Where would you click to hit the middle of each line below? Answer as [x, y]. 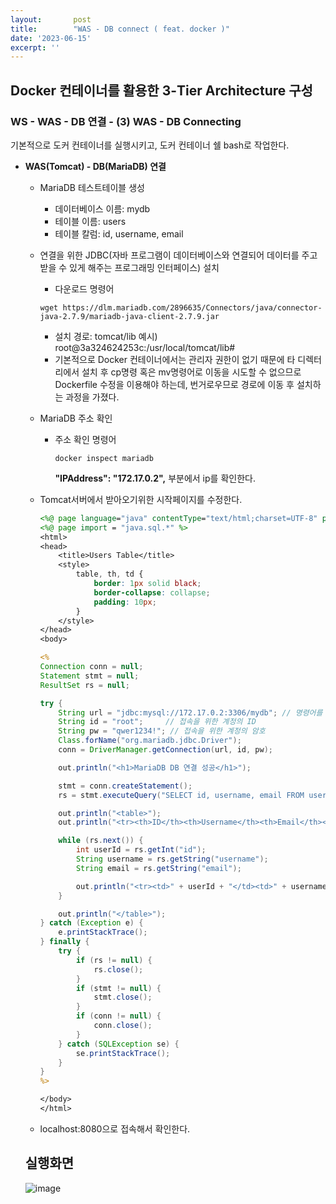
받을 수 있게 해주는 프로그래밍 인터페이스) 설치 [129, 267]
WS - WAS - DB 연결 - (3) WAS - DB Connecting [126, 121]
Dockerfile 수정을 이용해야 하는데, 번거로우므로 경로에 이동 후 [174, 384]
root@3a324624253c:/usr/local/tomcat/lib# [145, 347]
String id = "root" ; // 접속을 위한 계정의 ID [157, 722]
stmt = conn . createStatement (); [125, 786]
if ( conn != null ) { [118, 1016]
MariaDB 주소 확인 [76, 418]
